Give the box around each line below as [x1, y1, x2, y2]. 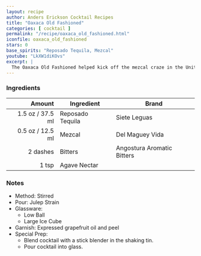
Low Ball [23, 211, 45, 218]
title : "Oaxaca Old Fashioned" [6, 20, 84, 26]
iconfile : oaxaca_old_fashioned [6, 36, 87, 42]
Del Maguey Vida [115, 130, 165, 138]
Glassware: [14, 205, 43, 212]
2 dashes [28, 147, 54, 156]
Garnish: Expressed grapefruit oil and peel [14, 224, 120, 231]
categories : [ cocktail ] [6, 25, 71, 32]
